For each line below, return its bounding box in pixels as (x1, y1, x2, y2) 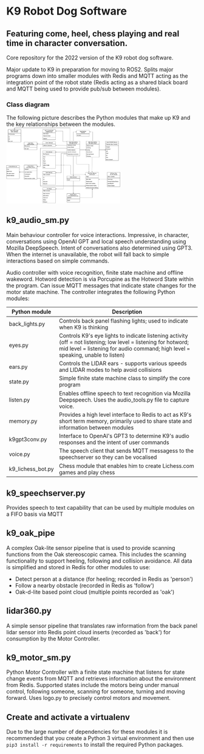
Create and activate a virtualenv (6, 712, 131, 722)
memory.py (8, 417, 38, 425)
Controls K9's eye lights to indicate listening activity (58, 332, 188, 339)
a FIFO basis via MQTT (6, 510, 64, 518)
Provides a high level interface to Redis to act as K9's (58, 411, 192, 418)
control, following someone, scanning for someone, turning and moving (6, 688, 185, 695)
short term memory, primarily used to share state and (58, 417, 192, 425)
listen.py (8, 396, 30, 403)
